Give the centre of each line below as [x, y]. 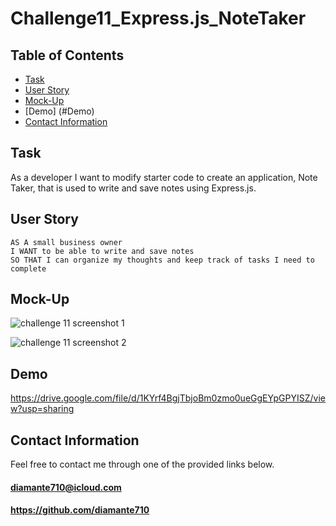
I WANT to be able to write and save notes [102, 251]
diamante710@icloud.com [66, 487]
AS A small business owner [66, 242]
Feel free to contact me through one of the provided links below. [142, 464]
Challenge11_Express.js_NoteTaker [158, 18]
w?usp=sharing [42, 409]
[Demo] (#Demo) [59, 111]
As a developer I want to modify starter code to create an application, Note [164, 177]
